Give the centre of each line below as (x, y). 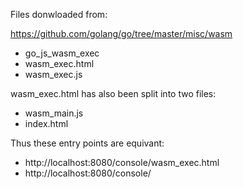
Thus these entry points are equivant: (87, 143)
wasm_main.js (54, 113)
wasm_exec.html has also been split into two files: (113, 93)
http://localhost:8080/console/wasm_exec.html (122, 162)
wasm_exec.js (53, 74)
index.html (46, 123)
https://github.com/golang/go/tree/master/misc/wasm (121, 33)
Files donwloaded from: (59, 14)
